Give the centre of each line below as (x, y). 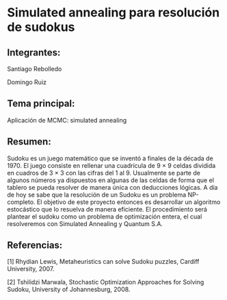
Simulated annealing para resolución (113, 13)
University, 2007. (31, 269)
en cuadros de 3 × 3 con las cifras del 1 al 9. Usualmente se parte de (104, 173)
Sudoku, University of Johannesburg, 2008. (69, 290)
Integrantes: (34, 52)
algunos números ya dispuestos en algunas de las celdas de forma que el (110, 180)
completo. (21, 202)
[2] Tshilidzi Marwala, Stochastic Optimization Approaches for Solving (106, 282)
